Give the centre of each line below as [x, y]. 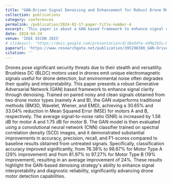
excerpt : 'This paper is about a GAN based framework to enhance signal [84, 29]
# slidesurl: [19, 43]
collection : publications [33, 15]
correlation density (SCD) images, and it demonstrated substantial [75, 132]
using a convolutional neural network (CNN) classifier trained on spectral [82, 127]
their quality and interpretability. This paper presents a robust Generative [82, 84]
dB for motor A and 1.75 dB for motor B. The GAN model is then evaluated [83, 122]
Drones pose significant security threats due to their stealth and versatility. [84, 67]
